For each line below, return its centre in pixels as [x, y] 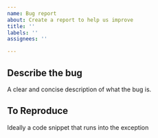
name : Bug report [32, 13]
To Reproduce [38, 111]
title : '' [21, 26]
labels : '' [23, 33]
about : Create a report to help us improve [70, 20]
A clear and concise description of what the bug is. [79, 89]
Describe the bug [45, 73]
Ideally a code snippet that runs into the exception [78, 127]
